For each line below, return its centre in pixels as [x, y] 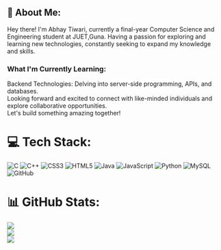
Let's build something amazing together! [64, 113]
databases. [23, 91]
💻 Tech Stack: [49, 142]
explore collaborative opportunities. [57, 106]
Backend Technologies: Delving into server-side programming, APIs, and [109, 84]
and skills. [21, 51]
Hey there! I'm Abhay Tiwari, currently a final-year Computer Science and [111, 29]
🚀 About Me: [34, 13]
